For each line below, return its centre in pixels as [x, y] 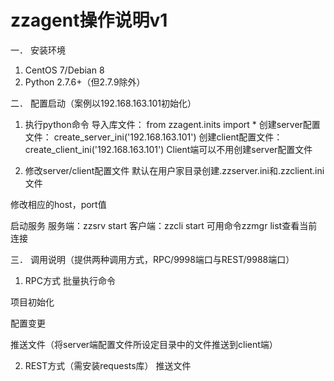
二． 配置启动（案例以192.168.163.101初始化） [103, 103]
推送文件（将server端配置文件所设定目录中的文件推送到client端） [144, 344]
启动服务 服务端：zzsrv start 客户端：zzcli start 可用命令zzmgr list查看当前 [164, 225]
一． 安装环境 [38, 50]
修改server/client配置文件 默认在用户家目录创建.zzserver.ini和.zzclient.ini [174, 170]
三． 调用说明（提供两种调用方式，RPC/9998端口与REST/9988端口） [152, 259]
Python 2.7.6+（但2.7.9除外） [85, 82]
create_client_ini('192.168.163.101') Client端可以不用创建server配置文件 [168, 149]
